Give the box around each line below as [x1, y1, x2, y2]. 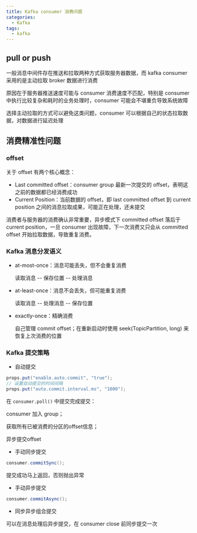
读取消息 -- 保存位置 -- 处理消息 [14, 274, 93, 281]
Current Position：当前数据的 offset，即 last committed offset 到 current [14, 195, 191, 203]
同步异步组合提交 [14, 507, 57, 515]
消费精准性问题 [6, 136, 61, 146]
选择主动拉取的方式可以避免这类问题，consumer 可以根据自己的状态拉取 [6, 109, 183, 116]
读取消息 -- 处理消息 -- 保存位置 [14, 299, 93, 307]
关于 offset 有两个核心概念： [6, 168, 75, 175]
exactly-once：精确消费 [14, 312, 73, 319]
